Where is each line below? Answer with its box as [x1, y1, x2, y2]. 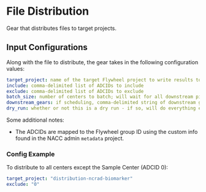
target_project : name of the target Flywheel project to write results [6, 76, 193, 83]
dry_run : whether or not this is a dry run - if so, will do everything [6, 105, 196, 111]
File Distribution [6, 4, 90, 18]
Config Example [6, 150, 55, 158]
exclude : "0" [6, 182, 40, 188]
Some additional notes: [6, 116, 64, 124]
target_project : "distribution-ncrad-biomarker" [6, 175, 133, 182]
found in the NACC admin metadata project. [15, 135, 124, 142]
